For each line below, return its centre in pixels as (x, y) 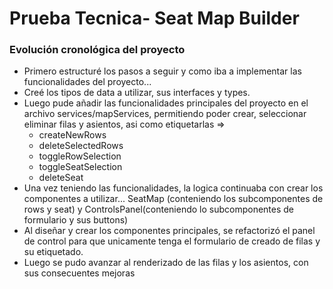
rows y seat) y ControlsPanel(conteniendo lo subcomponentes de (159, 209)
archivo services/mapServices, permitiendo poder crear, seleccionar (165, 114)
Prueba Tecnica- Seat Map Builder (154, 18)
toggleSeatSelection (80, 167)
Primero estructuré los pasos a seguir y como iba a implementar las (162, 71)
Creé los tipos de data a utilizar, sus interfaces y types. (137, 93)
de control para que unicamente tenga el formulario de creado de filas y (172, 241)
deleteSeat (61, 178)
